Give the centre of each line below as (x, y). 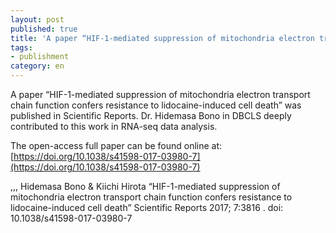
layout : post (37, 19)
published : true (44, 29)
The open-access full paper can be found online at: (116, 145)
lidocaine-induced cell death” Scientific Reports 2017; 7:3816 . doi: (147, 207)
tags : (21, 47)
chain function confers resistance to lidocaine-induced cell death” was (156, 105)
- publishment (40, 57)
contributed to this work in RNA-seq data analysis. (114, 126)
